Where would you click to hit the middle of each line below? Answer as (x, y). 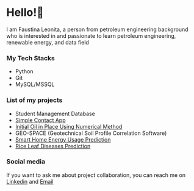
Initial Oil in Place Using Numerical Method (69, 126)
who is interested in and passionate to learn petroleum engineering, (91, 35)
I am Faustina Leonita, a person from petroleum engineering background (97, 29)
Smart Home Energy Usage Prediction (63, 139)
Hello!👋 (25, 13)
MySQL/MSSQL (35, 84)
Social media (26, 162)
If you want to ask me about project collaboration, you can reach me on (96, 175)
